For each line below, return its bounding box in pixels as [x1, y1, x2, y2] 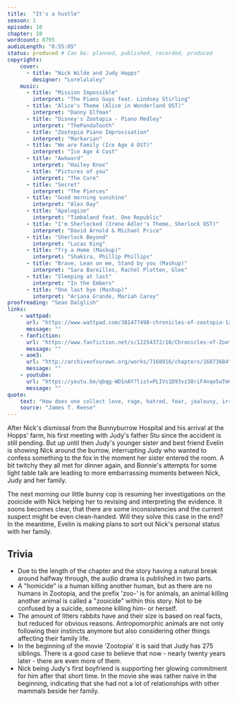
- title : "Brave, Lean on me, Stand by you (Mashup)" [25, 260, 188, 267]
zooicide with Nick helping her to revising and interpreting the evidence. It [7, 497, 222, 506]
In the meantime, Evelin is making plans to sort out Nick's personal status [7, 520, 220, 528]
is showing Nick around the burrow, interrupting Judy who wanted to [7, 446, 207, 455]
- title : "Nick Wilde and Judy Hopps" [25, 69, 140, 76]
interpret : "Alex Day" [32, 201, 99, 208]
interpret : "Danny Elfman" [32, 109, 112, 116]
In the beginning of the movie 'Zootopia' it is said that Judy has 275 [17, 641, 214, 650]
